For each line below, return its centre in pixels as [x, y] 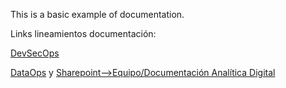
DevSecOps [35, 53]
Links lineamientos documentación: [83, 33]
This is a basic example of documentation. [97, 14]
